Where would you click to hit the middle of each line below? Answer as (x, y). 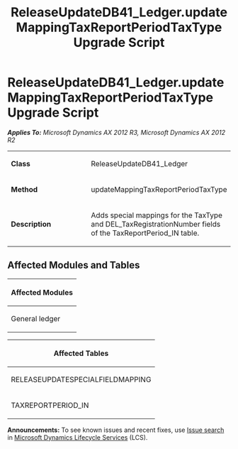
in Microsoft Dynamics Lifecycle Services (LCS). (78, 437)
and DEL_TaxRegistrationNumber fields (156, 224)
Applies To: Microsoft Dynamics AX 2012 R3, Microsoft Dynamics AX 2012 (117, 132)
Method (24, 189)
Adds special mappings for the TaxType (157, 215)
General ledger (36, 318)
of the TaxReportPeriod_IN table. (145, 233)
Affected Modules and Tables (74, 265)
